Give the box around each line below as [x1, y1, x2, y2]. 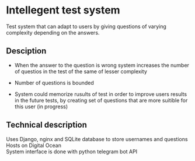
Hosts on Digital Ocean [6, 142, 62, 149]
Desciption [6, 46, 47, 56]
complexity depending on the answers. [6, 29, 100, 36]
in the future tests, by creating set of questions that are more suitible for [14, 97, 188, 104]
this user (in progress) [14, 103, 68, 110]
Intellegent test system [6, 4, 121, 17]
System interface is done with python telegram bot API [6, 148, 138, 155]
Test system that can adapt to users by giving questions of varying [6, 23, 166, 30]
